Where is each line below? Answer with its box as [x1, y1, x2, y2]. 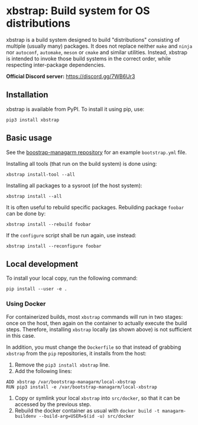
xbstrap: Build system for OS [6, 4, 150, 18]
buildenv [14, 413, 37, 419]
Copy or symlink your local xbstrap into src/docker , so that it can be [14, 394, 180, 401]
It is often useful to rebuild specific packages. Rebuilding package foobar [6, 204, 184, 211]
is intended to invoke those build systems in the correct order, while [6, 55, 171, 62]
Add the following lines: [14, 367, 72, 374]
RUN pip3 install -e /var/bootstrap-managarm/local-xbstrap [6, 384, 158, 390]
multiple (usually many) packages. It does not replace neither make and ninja [6, 42, 193, 50]
